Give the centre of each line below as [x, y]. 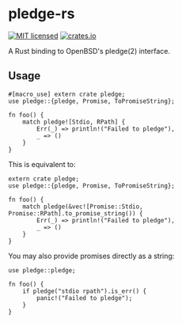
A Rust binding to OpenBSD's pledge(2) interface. [89, 51]
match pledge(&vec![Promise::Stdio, [83, 207]
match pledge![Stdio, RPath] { [74, 122]
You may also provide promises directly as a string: [91, 256]
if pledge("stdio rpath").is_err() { [85, 291]
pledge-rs [42, 14]
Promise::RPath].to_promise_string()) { [76, 213]
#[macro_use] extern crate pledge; [67, 94]
